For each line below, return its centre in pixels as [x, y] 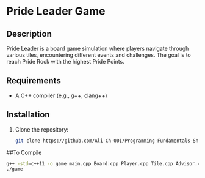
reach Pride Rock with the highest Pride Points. [66, 61]
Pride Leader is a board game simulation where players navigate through [98, 48]
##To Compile [24, 152]
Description [29, 34]
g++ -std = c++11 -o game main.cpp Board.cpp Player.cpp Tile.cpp [90, 163]
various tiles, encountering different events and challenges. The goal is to [99, 55]
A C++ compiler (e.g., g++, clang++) [61, 95]
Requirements [34, 81]
